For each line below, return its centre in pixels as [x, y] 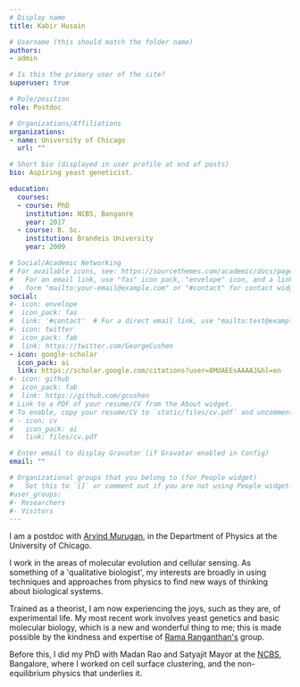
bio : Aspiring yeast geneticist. [71, 173]
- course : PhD [43, 205]
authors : [25, 50]
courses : [33, 197]
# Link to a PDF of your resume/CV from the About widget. [121, 404]
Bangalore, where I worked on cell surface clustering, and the [123, 664]
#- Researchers [37, 502]
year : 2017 [46, 222]
